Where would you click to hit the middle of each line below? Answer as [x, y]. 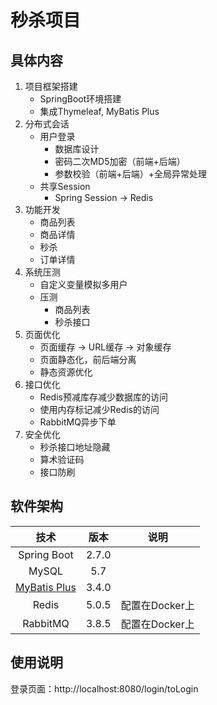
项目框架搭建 [51, 86]
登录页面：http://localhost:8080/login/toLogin [104, 688]
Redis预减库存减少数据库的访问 [103, 397]
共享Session [65, 186]
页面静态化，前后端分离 [88, 359]
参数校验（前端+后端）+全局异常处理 [130, 174]
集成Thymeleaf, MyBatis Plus [99, 111]
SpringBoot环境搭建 [80, 99]
